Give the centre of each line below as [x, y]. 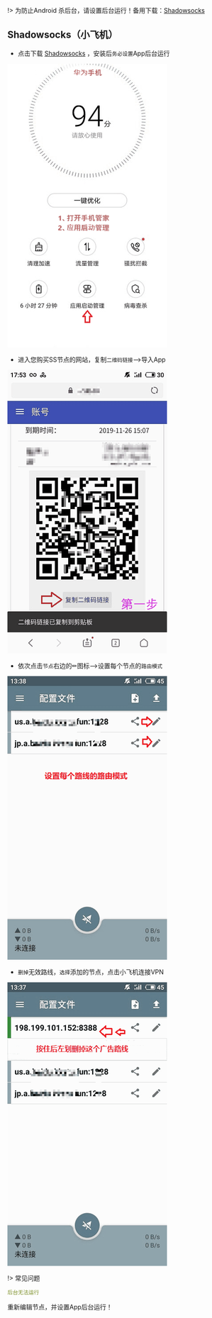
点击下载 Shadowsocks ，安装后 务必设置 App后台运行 [94, 53]
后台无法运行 [23, 1292]
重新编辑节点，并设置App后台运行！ [60, 1307]
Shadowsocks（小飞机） [63, 35]
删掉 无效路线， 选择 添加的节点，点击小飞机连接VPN [91, 972]
